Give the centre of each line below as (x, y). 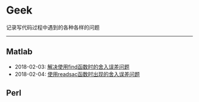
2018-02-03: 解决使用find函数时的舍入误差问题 (72, 67)
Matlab (19, 52)
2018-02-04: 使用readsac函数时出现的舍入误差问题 (77, 74)
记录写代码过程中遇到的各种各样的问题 (53, 27)
